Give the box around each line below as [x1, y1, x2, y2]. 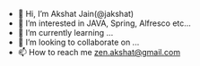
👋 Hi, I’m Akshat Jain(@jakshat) [17, 9, 135, 19]
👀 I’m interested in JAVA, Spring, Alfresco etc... [17, 18, 191, 29]
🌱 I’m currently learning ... [17, 28, 114, 37]
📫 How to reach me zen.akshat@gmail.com [17, 47, 181, 57]
